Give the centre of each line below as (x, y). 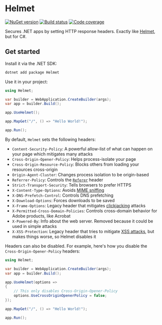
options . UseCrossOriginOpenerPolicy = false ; (60, 296)
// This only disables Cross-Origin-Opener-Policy (66, 291)
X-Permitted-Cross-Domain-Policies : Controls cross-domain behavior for (84, 211)
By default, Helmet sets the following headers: (50, 139)
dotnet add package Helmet (32, 72)
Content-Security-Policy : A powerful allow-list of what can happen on (82, 149)
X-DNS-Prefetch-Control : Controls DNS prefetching (63, 195)
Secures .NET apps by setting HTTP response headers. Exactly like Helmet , (80, 31)
